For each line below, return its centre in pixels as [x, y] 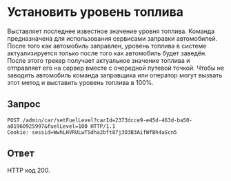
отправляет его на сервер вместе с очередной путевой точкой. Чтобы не [116, 68]
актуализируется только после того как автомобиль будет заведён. [107, 53]
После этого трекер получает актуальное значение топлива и [99, 60]
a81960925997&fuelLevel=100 [48, 126]
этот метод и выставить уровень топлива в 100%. [80, 82]
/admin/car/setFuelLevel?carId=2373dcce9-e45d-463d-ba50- [108, 120]
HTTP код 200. [29, 170]
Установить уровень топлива [96, 12]
